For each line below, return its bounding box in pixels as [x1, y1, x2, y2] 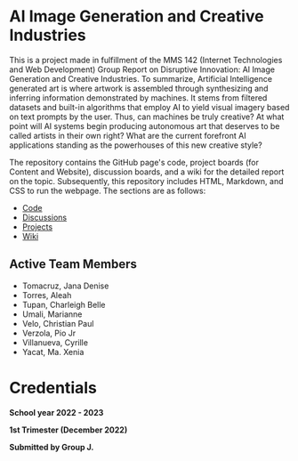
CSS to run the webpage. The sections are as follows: [9, 185, 206, 196]
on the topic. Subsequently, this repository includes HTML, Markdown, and [9, 175, 284, 186]
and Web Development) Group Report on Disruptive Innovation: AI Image [9, 64, 276, 75]
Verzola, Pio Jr [21, 328, 77, 338]
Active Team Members [9, 256, 138, 272]
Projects [21, 221, 53, 232]
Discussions [21, 212, 68, 222]
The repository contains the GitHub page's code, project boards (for [9, 157, 260, 167]
